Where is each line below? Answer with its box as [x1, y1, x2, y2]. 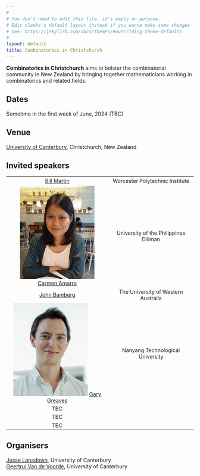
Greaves [46, 397, 68, 404]
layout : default [6, 41, 46, 47]
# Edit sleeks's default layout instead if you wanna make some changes [6, 22, 190, 28]
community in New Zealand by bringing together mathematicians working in [6, 70, 192, 77]
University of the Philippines [116, 229, 186, 237]
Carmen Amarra [37, 280, 77, 287]
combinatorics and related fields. [6, 77, 87, 84]
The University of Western [118, 288, 183, 295]
